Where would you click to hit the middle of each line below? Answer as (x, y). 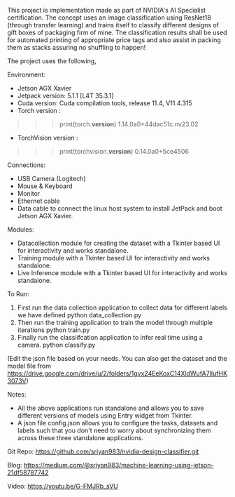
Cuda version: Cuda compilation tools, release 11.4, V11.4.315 (105, 103)
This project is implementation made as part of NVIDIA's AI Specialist (107, 10)
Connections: (27, 165)
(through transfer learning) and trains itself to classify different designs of (113, 25)
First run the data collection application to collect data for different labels (122, 307)
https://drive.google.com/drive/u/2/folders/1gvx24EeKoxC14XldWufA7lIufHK (117, 373)
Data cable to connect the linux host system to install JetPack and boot (120, 208)
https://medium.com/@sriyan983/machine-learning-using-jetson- (119, 465)
